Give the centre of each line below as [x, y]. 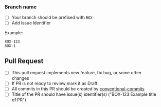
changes [20, 78]
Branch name [21, 7]
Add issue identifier [31, 23]
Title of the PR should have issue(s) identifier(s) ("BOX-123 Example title [84, 94]
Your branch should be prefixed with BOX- [53, 18]
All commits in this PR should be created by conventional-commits [78, 89]
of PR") [19, 100]
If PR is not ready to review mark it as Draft [54, 84]
